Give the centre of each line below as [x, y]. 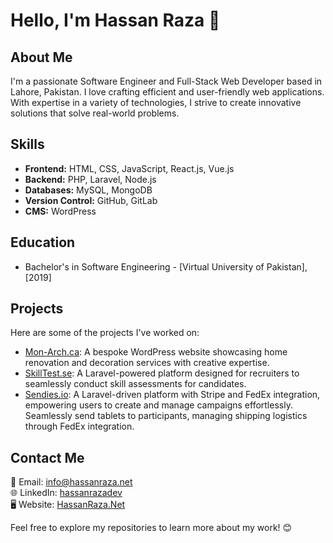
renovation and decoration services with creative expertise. [147, 363]
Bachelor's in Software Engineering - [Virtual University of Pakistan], [166, 266]
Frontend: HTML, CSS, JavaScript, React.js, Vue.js [129, 168]
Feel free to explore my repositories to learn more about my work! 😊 [151, 528]
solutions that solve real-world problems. [95, 113]
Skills [27, 144]
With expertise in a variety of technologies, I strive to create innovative [156, 102]
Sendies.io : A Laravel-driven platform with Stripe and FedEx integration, [172, 395]
